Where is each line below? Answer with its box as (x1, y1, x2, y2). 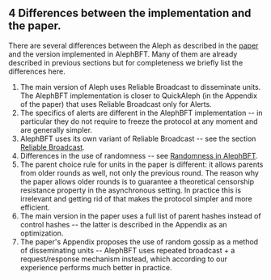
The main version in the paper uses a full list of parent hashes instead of (19, 210, 261, 221)
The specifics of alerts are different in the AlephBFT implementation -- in (19, 108, 263, 117)
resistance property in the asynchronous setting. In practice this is (19, 185, 241, 195)
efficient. (19, 202, 50, 212)
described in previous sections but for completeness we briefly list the (8, 57, 243, 67)
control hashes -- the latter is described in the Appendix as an (19, 219, 228, 229)
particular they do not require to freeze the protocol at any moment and (19, 117, 258, 126)
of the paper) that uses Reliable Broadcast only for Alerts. (19, 99, 212, 108)
